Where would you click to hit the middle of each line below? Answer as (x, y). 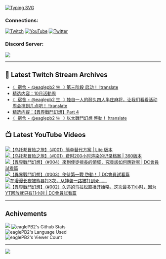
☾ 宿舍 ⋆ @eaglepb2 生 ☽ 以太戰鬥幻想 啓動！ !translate (69, 118)
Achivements (26, 214)
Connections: (22, 20)
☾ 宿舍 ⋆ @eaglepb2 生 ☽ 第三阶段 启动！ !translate (65, 87)
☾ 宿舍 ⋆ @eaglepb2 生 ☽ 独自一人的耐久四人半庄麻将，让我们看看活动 (85, 100)
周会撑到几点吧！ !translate (40, 106)
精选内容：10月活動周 (34, 94)
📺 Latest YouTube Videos (45, 134)
